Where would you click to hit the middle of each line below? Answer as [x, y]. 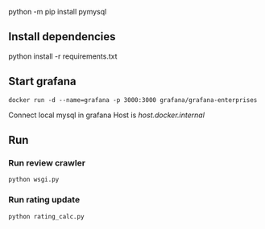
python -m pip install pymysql [58, 12]
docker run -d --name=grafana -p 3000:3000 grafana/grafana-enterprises [133, 100]
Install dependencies [62, 37]
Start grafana [42, 82]
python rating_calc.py [46, 216]
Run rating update [44, 200]
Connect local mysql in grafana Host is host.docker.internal [107, 115]
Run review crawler [47, 162]
